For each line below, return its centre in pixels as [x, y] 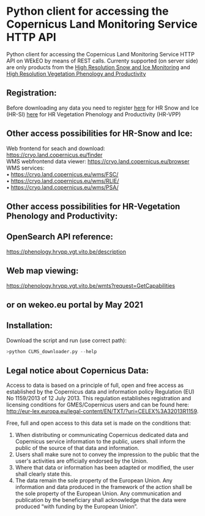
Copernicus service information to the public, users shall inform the [100, 441]
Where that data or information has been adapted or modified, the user [105, 468]
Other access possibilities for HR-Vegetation [93, 206]
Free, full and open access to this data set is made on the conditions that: [99, 423]
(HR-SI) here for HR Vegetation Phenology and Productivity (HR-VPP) [94, 114]
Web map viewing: [43, 271]
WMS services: [25, 168]
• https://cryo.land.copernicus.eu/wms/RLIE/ [63, 181]
